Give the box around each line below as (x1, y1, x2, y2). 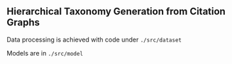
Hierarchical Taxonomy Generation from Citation (6, 6, 226, 18)
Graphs (6, 17, 40, 29)
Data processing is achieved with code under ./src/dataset (6, 35, 182, 44)
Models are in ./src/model (6, 49, 83, 57)
